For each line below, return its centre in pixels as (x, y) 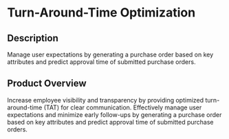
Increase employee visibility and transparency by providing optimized (106, 100)
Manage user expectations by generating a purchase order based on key (110, 54)
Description (33, 38)
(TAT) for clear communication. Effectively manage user (123, 107)
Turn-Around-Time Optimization (101, 13)
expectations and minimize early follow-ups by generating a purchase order (115, 114)
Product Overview (47, 84)
